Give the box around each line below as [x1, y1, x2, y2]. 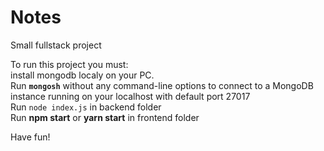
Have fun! [10, 131, 51, 143]
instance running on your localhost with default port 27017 [10, 90, 251, 102]
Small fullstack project [10, 39, 102, 51]
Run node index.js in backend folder [10, 101, 162, 113]
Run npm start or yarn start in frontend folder [10, 111, 200, 123]
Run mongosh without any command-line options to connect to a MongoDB [10, 79, 314, 91]
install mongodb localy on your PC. [10, 69, 155, 81]
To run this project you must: [10, 58, 129, 70]
